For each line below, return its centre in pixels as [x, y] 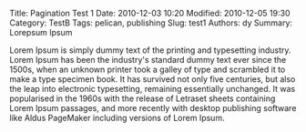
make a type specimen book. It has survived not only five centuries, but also [153, 79]
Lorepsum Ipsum [41, 32]
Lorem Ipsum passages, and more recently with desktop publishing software [153, 108]
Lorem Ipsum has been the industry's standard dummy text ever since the [148, 60]
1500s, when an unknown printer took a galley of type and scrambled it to [148, 69]
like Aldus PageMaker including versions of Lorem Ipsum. [117, 118]
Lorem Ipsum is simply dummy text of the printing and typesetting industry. [150, 50]
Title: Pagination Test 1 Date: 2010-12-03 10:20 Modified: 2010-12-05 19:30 [150, 13]
